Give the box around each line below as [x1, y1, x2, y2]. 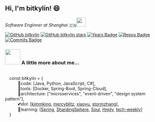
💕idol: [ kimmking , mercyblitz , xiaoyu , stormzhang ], [17, 101, 119, 107]
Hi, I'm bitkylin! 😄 [5, 4, 60, 13]
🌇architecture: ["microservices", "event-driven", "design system [17, 91, 146, 97]
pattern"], [5, 96, 25, 102]
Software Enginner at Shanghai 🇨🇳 [5, 22, 77, 28]
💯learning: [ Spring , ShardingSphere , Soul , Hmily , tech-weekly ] [17, 107, 142, 112]
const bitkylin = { [9, 76, 43, 81]
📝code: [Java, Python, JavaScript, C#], [17, 80, 96, 87]
